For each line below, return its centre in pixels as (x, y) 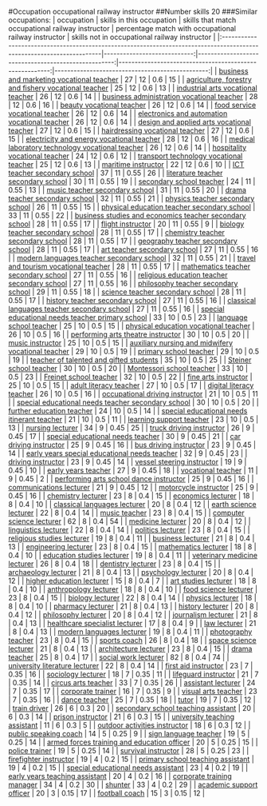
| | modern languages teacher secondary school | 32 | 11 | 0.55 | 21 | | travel (132, 258)
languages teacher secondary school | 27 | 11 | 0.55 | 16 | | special (116, 309)
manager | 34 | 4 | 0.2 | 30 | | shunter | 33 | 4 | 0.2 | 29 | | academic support (133, 784)
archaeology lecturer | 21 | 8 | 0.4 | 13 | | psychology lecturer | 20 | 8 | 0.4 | (131, 572)
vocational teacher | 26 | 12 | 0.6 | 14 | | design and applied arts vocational (130, 122)
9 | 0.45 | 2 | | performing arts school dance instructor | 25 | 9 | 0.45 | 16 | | (131, 479)
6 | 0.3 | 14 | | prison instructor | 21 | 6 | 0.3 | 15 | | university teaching (122, 716)
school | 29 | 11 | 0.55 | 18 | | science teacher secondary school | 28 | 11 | (127, 292)
